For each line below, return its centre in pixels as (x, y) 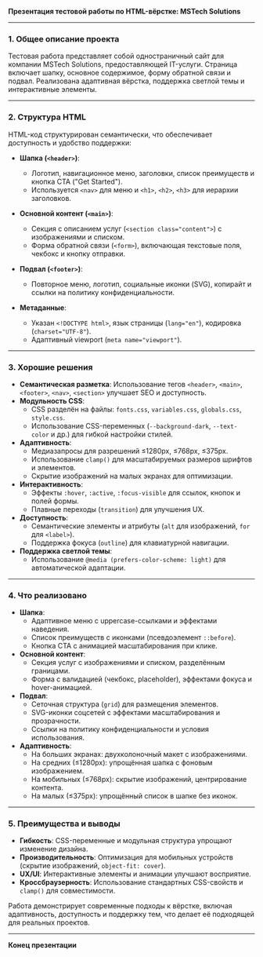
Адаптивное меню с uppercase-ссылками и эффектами (124, 621)
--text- (225, 426)
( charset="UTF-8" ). (61, 331)
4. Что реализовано (48, 595)
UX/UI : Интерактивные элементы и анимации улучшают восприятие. (135, 874)
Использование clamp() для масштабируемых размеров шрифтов (142, 459)
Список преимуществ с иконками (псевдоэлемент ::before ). (133, 637)
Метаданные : (43, 307)
